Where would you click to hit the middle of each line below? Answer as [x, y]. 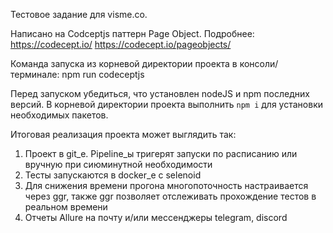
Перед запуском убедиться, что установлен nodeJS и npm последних [160, 93]
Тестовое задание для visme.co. [79, 14]
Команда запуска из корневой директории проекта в [124, 63]
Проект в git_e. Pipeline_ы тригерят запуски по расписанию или [161, 153]
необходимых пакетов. [59, 115]
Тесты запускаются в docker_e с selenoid [113, 175]
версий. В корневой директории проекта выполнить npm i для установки [166, 104]
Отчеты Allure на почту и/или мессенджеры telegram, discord [156, 217]
